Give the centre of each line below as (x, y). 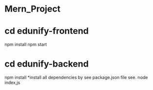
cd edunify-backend (47, 64)
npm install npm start (26, 45)
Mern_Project (33, 9)
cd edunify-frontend (47, 31)
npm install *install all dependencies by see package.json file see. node (76, 77)
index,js (12, 83)
